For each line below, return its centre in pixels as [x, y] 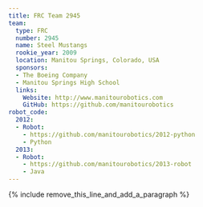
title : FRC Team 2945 [45, 16]
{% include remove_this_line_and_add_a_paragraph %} [99, 194]
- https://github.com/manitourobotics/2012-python [109, 134]
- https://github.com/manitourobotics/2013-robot [108, 165]
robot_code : [28, 113]
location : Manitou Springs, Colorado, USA [87, 61]
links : [26, 90]
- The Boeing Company [52, 75]
